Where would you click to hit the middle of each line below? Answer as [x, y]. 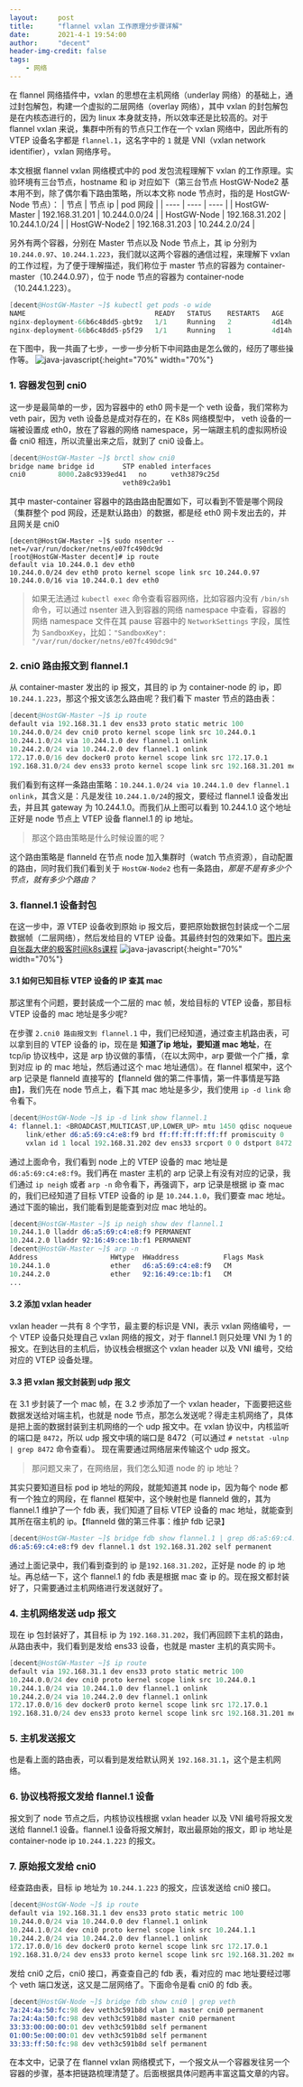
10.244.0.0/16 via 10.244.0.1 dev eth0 [84, 581]
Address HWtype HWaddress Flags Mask [137, 1258]
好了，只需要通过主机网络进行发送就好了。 [88, 1588]
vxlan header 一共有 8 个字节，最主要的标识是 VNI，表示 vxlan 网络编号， [146, 1326]
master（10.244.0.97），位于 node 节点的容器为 [97, 276]
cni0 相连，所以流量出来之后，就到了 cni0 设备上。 [114, 441]
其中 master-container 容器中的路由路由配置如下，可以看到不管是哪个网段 [147, 501]
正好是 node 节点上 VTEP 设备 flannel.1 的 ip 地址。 [104, 818]
